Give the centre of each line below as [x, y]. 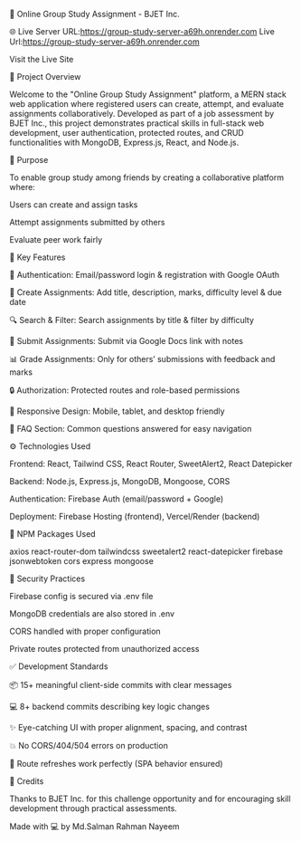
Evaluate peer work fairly [56, 239]
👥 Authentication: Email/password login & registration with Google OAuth [145, 275]
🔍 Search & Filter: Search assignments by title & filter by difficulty [132, 320]
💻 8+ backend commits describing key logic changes [110, 707]
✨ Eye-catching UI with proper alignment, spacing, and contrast [128, 727]
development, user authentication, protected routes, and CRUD [127, 133]
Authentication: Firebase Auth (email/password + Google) [117, 499]
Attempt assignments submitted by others [87, 222]
